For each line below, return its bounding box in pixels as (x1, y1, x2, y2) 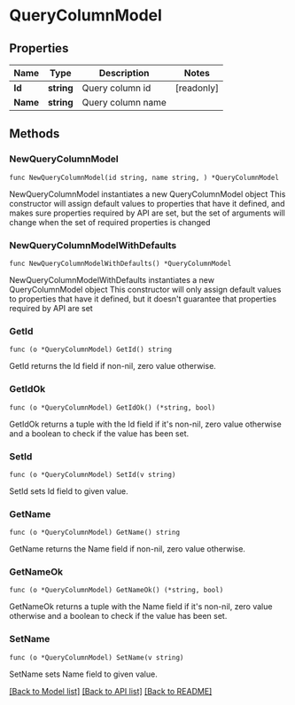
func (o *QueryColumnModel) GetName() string (9, 529, 180, 537)
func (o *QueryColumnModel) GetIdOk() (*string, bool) (9, 403, 216, 412)
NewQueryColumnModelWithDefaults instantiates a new (9, 274, 215, 285)
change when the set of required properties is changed (9, 216, 211, 227)
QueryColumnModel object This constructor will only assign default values (9, 284, 282, 294)
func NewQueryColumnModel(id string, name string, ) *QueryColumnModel (9, 173, 279, 182)
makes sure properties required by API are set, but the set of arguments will (9, 208, 285, 218)
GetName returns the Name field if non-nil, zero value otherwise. (9, 544, 246, 554)
